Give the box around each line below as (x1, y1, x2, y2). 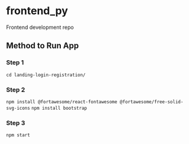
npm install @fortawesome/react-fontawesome (6, 99, 118, 104)
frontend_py (6, 4, 68, 18)
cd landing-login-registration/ (6, 72, 86, 78)
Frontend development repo (6, 24, 74, 31)
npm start (6, 132, 31, 138)
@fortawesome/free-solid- (119, 99, 184, 104)
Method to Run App (6, 41, 79, 51)
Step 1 (6, 58, 24, 67)
